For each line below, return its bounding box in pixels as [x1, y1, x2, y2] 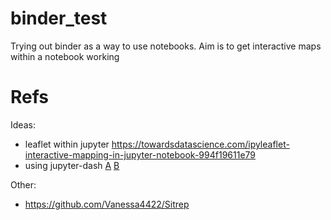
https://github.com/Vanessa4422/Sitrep [24, 198, 190, 210]
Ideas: [10, 118, 36, 131]
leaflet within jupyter [24, 138, 110, 150]
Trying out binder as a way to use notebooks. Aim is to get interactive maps [10, 40, 322, 52]
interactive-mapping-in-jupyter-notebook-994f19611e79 [24, 148, 257, 161]
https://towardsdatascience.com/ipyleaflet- [111, 138, 290, 150]
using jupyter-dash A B [24, 159, 120, 171]
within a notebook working [10, 50, 120, 62]
